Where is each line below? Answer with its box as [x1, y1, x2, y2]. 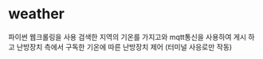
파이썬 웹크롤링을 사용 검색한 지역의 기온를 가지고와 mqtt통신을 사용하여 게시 [8, 32, 247, 41]
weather [8, 5, 65, 23]
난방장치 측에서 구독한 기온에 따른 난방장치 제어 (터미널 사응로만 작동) [16, 41, 233, 52]
